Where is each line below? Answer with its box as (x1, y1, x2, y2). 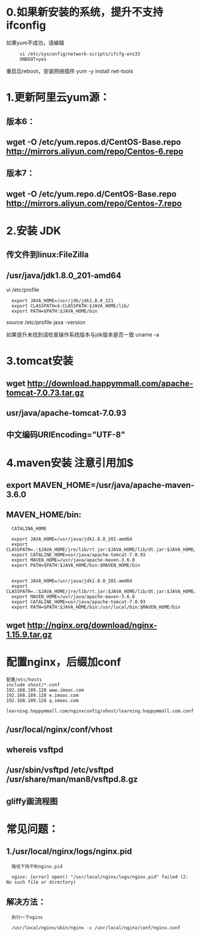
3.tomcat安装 (6, 354, 74, 368)
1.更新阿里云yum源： (6, 91, 111, 105)
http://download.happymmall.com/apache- (27, 378, 193, 389)
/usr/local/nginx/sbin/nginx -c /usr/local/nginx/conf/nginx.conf (11, 924, 181, 930)
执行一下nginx (11, 914, 43, 920)
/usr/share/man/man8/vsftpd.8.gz (6, 774, 138, 785)
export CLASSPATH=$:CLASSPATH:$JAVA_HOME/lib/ (11, 303, 130, 309)
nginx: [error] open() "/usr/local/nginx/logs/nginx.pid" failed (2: (11, 874, 188, 880)
